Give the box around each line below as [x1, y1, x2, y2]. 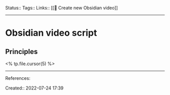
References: [5, 75, 30, 81]
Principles [5, 47, 38, 56]
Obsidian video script [5, 27, 97, 39]
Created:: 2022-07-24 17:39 [5, 85, 64, 91]
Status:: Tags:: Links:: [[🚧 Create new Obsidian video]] [5, 5, 118, 11]
